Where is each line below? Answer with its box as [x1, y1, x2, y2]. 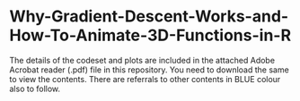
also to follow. [9, 83, 61, 94]
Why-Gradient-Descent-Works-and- [9, 6, 289, 27]
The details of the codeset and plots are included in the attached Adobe [9, 55, 276, 65]
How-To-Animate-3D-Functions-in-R [9, 25, 292, 46]
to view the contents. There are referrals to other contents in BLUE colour [9, 73, 281, 84]
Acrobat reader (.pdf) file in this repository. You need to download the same [9, 64, 289, 75]
